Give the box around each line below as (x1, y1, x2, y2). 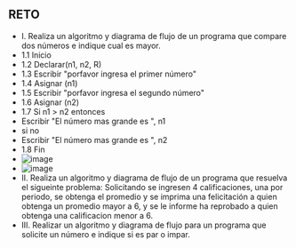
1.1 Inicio (20, 49, 52, 60)
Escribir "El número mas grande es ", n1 (20, 116, 166, 126)
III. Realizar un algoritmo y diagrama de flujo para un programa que (20, 220, 267, 230)
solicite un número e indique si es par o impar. (20, 228, 190, 239)
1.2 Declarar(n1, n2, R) (20, 59, 102, 69)
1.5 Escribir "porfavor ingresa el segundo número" (20, 87, 205, 98)
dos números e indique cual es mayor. (20, 40, 161, 51)
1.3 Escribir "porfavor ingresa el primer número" (20, 68, 197, 79)
